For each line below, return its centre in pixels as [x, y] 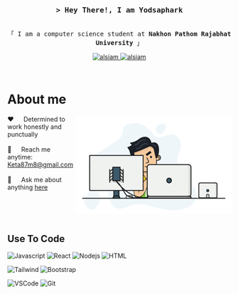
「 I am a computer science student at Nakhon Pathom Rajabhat [119, 34]
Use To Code [36, 239]
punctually [23, 135]
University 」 [119, 43]
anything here [28, 187]
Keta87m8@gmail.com [40, 164]
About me [37, 99]
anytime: [20, 157]
